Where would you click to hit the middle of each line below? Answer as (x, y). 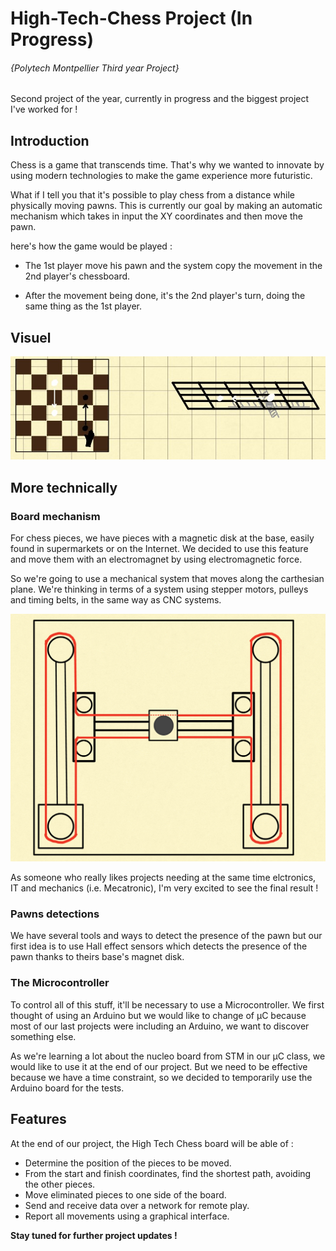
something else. (43, 1036)
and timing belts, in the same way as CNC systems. (116, 599)
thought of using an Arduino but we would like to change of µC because (158, 1015)
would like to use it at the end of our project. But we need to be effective (159, 1066)
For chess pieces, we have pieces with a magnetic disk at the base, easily (162, 538)
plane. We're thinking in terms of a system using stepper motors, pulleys (159, 589)
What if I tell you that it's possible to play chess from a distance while (152, 195)
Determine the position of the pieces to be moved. (128, 1163)
